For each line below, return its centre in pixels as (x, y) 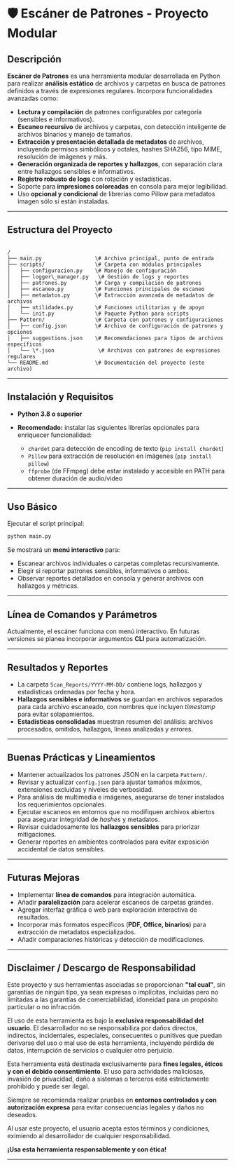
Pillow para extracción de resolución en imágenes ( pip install (120, 456)
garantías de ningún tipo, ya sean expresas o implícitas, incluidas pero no (113, 992)
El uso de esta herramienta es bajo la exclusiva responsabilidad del (106, 1020)
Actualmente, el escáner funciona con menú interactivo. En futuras (104, 631)
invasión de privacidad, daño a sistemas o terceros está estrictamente (108, 1079)
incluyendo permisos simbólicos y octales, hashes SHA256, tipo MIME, (120, 149)
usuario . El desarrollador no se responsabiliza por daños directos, (102, 1028)
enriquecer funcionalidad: (55, 435)
